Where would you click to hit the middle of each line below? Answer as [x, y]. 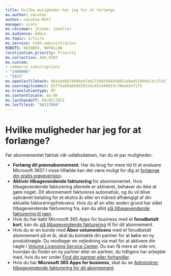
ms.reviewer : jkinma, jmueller [38, 29]
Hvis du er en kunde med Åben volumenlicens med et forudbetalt [82, 230]
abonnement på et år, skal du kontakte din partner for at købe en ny [83, 236]
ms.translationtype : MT [31, 91]
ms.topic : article [25, 39]
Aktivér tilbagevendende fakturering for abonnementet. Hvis [77, 181]
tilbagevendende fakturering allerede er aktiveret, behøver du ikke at [84, 187]
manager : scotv [21, 24]
